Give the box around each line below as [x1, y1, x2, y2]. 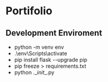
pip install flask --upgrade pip [14, 56, 88, 63]
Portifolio [5, 4, 53, 18]
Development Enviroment [5, 28, 103, 38]
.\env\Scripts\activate [14, 50, 67, 57]
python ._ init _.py [14, 69, 55, 75]
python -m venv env [14, 43, 64, 51]
